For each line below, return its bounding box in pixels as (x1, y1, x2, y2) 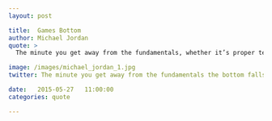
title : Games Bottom (8, 26, 82, 35)
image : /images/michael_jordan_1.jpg (8, 64, 136, 72)
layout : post (8, 11, 53, 20)
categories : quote (8, 93, 70, 101)
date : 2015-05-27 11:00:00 (8, 86, 114, 94)
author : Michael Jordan (8, 34, 89, 42)
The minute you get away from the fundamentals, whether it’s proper (15, 49, 255, 57)
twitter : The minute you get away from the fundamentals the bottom (8, 71, 244, 79)
